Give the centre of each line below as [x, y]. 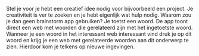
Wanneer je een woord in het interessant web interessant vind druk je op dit [99, 34]
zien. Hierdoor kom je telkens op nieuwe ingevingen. [71, 46]
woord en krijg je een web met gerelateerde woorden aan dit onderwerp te [97, 40]
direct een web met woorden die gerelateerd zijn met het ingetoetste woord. [99, 27]
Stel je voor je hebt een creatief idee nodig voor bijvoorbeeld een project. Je [100, 9]
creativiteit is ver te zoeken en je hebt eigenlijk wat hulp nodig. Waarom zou [99, 15]
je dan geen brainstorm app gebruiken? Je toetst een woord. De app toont [97, 21]
